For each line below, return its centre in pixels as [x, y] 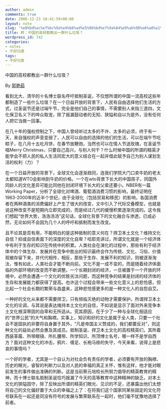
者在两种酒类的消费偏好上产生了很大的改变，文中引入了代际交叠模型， [77, 204]
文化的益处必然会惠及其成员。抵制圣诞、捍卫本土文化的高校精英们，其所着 [85, 330]
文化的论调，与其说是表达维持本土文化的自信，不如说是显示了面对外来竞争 [81, 306]
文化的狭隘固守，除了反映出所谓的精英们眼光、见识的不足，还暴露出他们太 [81, 384]
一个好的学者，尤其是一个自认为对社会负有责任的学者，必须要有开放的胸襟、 [83, 359]
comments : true [21, 14]
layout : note [19, 24]
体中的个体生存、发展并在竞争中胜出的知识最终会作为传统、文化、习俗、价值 [83, 252]
